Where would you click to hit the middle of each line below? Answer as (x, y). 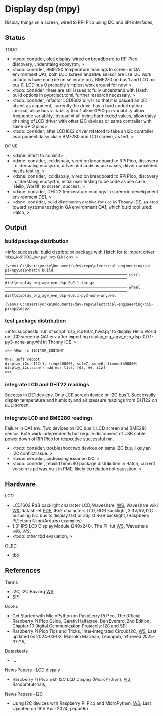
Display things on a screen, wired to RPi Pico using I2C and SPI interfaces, (80, 22)
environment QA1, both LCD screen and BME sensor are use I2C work (82, 74)
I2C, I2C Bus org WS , (33, 591)
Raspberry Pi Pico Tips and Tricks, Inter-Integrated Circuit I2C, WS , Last (84, 631)
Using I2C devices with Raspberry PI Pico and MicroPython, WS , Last (81, 703)
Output (16, 228)
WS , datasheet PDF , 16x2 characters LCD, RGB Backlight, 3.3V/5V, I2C (82, 511)
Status (15, 38)
